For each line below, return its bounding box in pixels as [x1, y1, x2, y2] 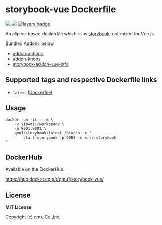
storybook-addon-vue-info [12, 61, 69, 67]
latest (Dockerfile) [12, 89, 53, 95]
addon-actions [12, 50, 44, 56]
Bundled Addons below [5, 40, 54, 47]
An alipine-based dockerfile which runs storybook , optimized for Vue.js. [5, 30, 155, 36]
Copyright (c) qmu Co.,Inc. [5, 214, 61, 220]
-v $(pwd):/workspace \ [14, 121, 65, 127]
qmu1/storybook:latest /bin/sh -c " [14, 130, 92, 136]
